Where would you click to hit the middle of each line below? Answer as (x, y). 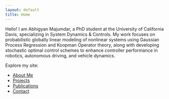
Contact (21, 91)
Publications (25, 85)
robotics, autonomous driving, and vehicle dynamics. (60, 55)
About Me (23, 75)
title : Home (18, 15)
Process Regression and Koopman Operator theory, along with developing (82, 45)
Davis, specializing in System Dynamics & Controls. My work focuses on (80, 34)
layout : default (22, 10)
